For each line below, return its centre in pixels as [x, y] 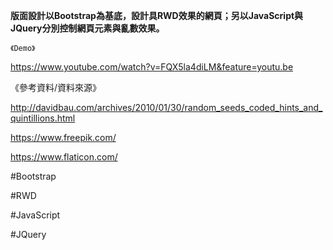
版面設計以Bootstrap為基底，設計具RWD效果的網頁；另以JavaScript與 [157, 15]
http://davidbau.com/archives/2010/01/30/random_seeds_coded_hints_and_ [166, 107]
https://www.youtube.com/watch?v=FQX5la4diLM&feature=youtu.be [152, 67]
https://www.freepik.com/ [63, 137]
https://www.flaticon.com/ [64, 157]
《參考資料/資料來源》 [56, 87]
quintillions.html [43, 118]
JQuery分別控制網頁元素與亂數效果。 [87, 28]
